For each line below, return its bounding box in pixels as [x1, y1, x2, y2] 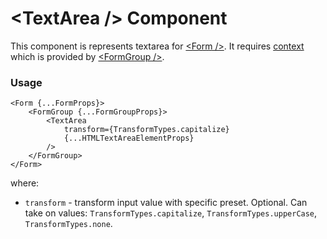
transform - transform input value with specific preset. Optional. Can [24, 197, 308, 209]
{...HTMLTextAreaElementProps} [63, 133, 195, 144]
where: [10, 177, 40, 189]
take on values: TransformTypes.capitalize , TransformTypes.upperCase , [24, 207, 318, 219]
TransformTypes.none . [24, 218, 113, 230]
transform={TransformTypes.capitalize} [63, 125, 230, 135]
